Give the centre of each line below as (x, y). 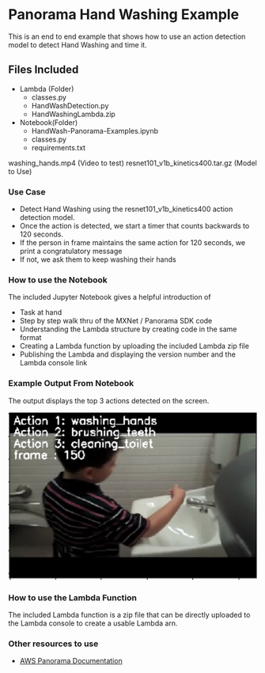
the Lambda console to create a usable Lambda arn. (93, 623)
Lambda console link (53, 363)
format (30, 338)
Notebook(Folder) (49, 122)
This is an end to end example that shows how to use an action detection (127, 36)
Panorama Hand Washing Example (124, 15)
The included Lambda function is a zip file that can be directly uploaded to (129, 615)
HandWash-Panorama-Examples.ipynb (95, 130)
